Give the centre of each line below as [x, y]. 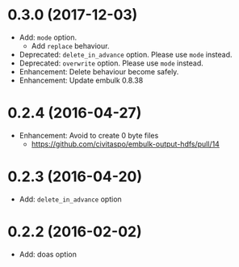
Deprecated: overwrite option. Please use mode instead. [111, 63]
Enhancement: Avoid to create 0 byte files [89, 135]
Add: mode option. [48, 37]
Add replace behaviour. [70, 45]
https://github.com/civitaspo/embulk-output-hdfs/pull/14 [125, 144]
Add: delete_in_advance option [70, 199]
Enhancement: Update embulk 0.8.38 [81, 80]
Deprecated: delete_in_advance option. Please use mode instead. [126, 54]
